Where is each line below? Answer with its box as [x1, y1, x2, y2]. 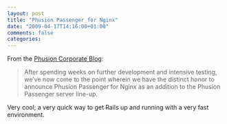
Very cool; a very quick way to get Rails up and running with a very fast [7, 103, 209, 112]
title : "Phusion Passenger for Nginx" [7, 17, 118, 23]
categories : [7, 36, 41, 43]
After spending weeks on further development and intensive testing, [23, 68, 217, 76]
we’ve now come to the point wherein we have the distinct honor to [23, 75, 215, 83]
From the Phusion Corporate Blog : [7, 54, 104, 63]
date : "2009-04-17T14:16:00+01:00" [7, 23, 109, 30]
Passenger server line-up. [23, 90, 98, 99]
